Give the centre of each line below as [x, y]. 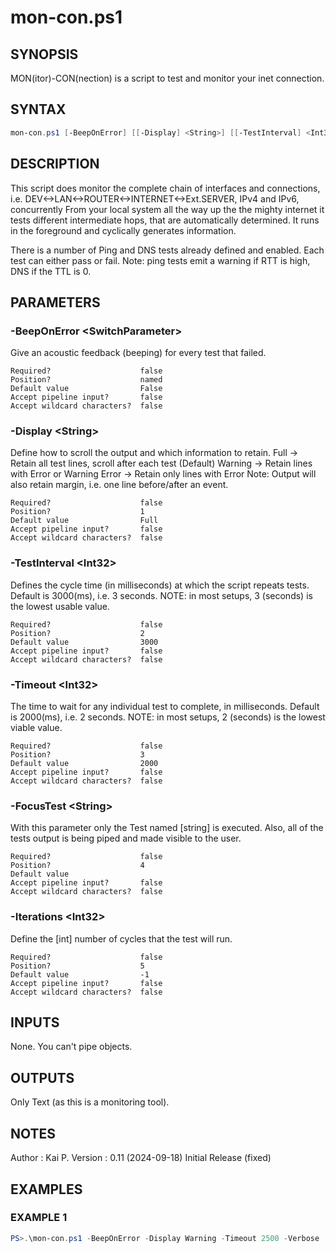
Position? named [86, 380]
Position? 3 [77, 755]
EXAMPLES [46, 1189]
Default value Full [84, 521]
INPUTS [35, 1022]
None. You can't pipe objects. [71, 1047]
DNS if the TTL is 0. [51, 271]
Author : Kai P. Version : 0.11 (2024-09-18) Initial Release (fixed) [141, 1158]
